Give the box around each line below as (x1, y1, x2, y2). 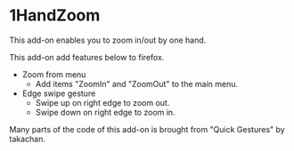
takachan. (9, 133, 46, 144)
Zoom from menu (21, 68, 86, 80)
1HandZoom (9, 5, 101, 26)
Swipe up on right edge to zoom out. (35, 97, 170, 107)
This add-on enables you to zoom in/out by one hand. (9, 35, 207, 45)
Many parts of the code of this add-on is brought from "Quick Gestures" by (9, 123, 285, 134)
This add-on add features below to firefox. (9, 52, 165, 62)
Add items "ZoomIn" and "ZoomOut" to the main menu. (35, 78, 239, 89)
